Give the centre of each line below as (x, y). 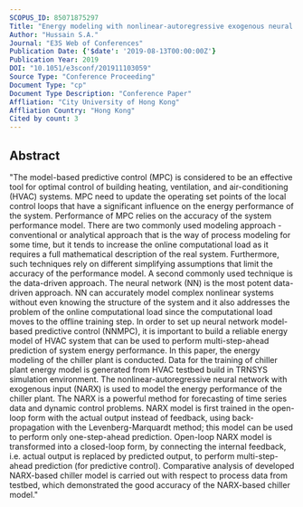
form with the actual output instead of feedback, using (129, 417)
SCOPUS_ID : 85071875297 (54, 18)
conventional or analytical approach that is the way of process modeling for (150, 234)
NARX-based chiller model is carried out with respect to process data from (148, 475)
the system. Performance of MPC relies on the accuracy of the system (141, 215)
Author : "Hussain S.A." (54, 34)
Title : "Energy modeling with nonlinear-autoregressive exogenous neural (151, 26)
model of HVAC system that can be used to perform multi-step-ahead (139, 340)
